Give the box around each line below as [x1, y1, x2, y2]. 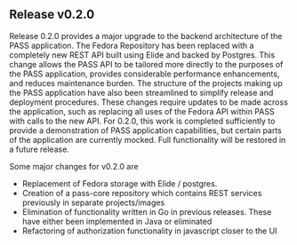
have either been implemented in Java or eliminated [21, 216, 213, 226]
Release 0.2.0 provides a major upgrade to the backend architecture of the [9, 30, 283, 41]
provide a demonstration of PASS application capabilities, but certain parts [9, 124, 282, 136]
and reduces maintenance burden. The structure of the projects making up [9, 77, 283, 88]
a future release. [9, 144, 69, 154]
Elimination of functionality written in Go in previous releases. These [21, 206, 272, 217]
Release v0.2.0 [9, 7, 95, 22]
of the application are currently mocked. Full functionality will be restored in [9, 134, 286, 145]
